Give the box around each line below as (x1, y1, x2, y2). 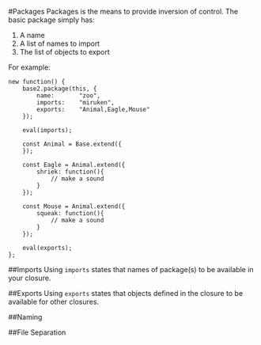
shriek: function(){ (36, 168, 104, 176)
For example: (8, 63, 51, 72)
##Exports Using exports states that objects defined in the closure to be (8, 289, 244, 298)
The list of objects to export (19, 47, 111, 56)
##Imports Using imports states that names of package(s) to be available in (8, 265, 255, 274)
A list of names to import (19, 39, 100, 48)
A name (19, 31, 45, 40)
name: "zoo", (36, 92, 101, 100)
